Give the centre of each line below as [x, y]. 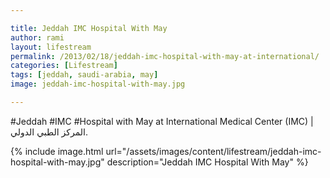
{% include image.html [57, 151]
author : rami [37, 37]
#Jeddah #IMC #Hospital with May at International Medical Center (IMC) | [162, 121]
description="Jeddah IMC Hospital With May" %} [207, 162]
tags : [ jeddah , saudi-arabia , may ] [84, 75]
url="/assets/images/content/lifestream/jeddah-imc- [213, 151]
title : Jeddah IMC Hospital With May [89, 28]
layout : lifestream [51, 47]
